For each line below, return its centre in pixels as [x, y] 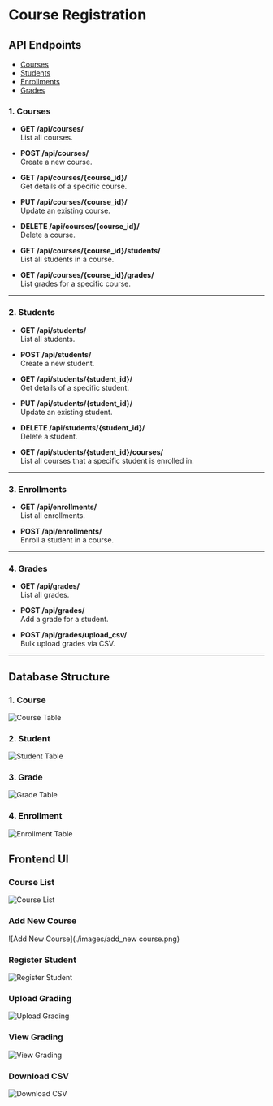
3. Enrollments [38, 489]
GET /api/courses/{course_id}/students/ [90, 251]
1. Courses [30, 111]
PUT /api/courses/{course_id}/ [74, 202]
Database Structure [59, 677]
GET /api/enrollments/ [58, 507]
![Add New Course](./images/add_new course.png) [94, 939]
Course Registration [78, 15]
